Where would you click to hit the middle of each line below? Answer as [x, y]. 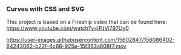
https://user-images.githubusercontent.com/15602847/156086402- [91, 40]
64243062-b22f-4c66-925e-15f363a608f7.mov [66, 46]
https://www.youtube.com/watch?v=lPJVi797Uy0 [67, 28]
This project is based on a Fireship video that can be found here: [87, 22]
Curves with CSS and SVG [45, 9]
